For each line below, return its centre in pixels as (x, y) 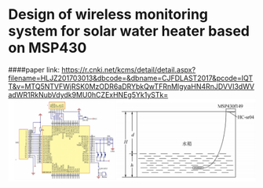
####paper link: (34, 69)
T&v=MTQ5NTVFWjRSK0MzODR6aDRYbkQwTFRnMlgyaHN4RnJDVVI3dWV (131, 86)
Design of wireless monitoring (108, 15)
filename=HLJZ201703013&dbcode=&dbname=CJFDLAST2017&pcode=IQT (131, 78)
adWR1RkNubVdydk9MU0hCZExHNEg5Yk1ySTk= (88, 94)
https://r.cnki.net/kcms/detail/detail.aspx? (129, 69)
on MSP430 (47, 48)
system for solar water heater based (129, 31)
